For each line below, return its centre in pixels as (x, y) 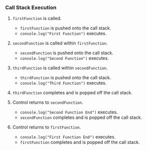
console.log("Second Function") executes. (64, 58)
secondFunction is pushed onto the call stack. (67, 53)
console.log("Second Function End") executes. (69, 112)
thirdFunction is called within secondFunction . (60, 68)
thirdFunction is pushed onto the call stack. (65, 78)
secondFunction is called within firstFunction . (60, 43)
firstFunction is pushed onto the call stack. (65, 28)
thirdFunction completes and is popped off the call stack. (72, 93)
